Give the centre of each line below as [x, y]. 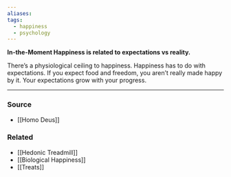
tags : [15, 20]
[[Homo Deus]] [38, 119]
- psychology [32, 33]
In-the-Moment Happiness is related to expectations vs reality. [99, 52]
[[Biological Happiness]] [51, 160]
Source [20, 105]
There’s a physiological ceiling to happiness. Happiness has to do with [107, 65]
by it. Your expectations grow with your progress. [77, 81]
